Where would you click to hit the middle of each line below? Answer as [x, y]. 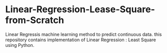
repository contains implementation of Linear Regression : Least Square [81, 40]
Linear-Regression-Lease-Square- [80, 9]
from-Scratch [35, 20]
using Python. [20, 45]
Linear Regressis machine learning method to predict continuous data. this [83, 34]
